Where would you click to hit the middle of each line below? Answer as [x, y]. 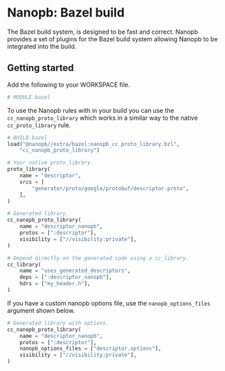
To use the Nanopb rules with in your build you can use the [90, 110]
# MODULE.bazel [29, 97]
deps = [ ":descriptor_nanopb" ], [66, 277]
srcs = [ [32, 182]
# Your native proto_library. [51, 163]
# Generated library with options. [58, 323]
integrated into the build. [42, 46]
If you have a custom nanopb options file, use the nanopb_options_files [109, 303]
